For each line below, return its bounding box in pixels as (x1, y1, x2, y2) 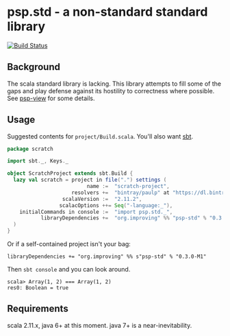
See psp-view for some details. (7, 94, 95, 102)
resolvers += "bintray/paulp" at (71, 189, 170, 196)
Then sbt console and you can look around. (7, 265, 131, 274)
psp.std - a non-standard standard (7, 4, 208, 20)
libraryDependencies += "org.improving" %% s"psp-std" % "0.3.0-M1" (7, 253, 207, 261)
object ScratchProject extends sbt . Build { (7, 170, 133, 177)
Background (7, 61, 60, 73)
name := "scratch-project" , (86, 183, 170, 190)
